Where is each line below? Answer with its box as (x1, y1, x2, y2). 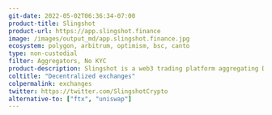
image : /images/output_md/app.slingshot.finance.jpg (8, 34, 190, 43)
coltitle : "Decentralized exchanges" (8, 72, 136, 80)
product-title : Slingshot (8, 19, 96, 28)
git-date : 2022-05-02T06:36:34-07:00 (8, 11, 136, 20)
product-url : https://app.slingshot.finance (8, 27, 161, 35)
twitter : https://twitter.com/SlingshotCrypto (8, 87, 168, 96)
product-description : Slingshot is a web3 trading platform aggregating (8, 65, 259, 73)
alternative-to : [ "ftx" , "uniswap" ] (8, 95, 132, 103)
